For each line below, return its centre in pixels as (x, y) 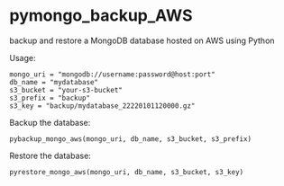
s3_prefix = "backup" (50, 98)
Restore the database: (50, 155)
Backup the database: (50, 122)
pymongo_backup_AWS (101, 16)
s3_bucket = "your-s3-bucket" (66, 90)
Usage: (23, 58)
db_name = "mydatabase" (54, 82)
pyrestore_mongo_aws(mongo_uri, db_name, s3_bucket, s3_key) (127, 172)
